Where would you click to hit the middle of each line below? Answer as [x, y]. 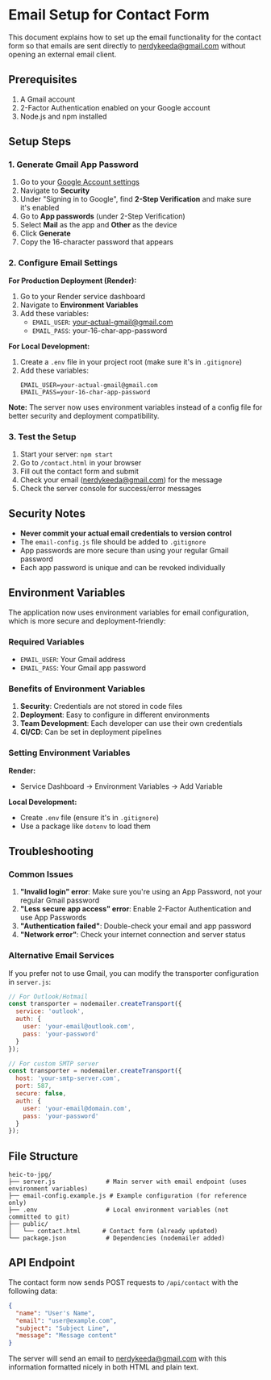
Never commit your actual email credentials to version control [126, 533]
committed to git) [39, 1217]
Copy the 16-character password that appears [96, 242]
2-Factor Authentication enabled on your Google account [115, 107]
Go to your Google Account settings [79, 182]
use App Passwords [53, 918]
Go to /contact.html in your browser [81, 463]
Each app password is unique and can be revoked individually [123, 567]
